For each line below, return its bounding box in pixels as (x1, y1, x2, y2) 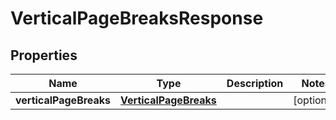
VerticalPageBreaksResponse (10, 7, 264, 30)
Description (226, 77, 284, 90)
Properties (10, 47, 78, 64)
